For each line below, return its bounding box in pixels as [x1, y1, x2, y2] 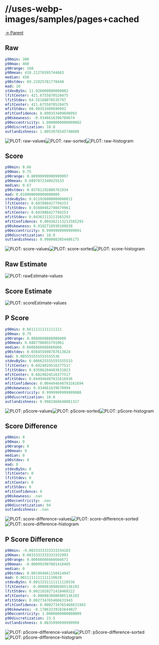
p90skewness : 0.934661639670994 [5, 385, 71, 391]
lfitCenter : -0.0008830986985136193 [5, 584, 79, 589]
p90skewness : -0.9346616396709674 [5, 116, 75, 121]
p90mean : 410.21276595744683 [5, 70, 64, 75]
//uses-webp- [5, 3, 63, 15]
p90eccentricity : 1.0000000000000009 [5, 611, 82, 616]
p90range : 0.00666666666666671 [5, 557, 69, 562]
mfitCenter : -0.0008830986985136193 [5, 593, 79, 598]
